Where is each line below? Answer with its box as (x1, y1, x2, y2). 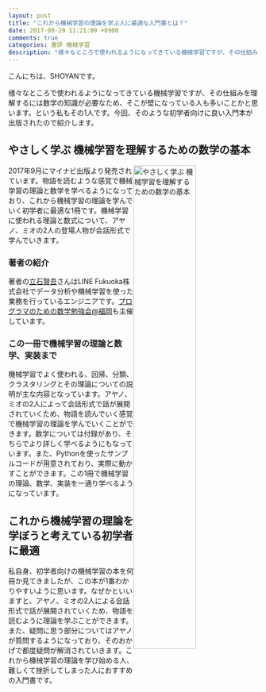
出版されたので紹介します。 (8, 118, 98, 127)
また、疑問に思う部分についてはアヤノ (8, 626, 133, 636)
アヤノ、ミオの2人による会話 (35, 596, 130, 605)
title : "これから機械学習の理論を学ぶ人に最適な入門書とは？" (8, 19, 188, 27)
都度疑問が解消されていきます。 (21, 646, 126, 655)
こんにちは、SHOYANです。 (8, 71, 99, 80)
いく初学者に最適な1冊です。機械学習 (8, 206, 129, 215)
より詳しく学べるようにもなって (29, 439, 133, 448)
